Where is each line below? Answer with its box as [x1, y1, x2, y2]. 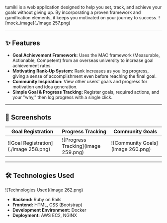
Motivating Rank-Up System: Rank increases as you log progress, [12, 68, 149, 74]
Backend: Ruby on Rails [12, 197, 62, 203]
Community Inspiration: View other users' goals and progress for [12, 78, 148, 84]
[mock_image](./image [5, 20, 51, 26]
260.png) [128, 146, 151, 153]
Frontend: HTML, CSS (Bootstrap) [12, 202, 83, 208]
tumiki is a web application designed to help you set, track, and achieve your [5, 4, 162, 10]
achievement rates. [12, 62, 52, 68]
